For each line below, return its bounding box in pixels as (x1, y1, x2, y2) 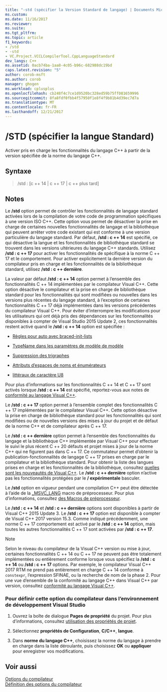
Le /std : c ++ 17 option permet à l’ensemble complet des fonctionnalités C (5, 402, 158, 408)
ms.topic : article (5, 35, 43, 40)
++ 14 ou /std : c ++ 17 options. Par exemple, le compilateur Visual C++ (5, 562, 152, 568)
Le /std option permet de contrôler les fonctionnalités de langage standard (5, 208, 158, 214)
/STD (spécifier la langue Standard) (5, 131, 154, 142)
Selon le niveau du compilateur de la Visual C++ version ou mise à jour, (5, 546, 151, 552)
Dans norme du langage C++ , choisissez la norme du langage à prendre (12, 637, 162, 644)
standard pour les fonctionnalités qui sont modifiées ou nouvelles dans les (5, 292, 158, 298)
